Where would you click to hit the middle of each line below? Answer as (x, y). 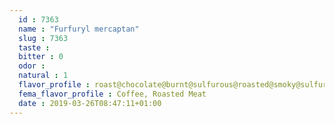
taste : (34, 47)
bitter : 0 (41, 57)
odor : (32, 66)
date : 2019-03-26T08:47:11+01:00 (90, 103)
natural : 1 (43, 76)
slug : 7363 (43, 38)
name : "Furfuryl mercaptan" (79, 29)
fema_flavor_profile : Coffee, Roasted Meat (112, 94)
